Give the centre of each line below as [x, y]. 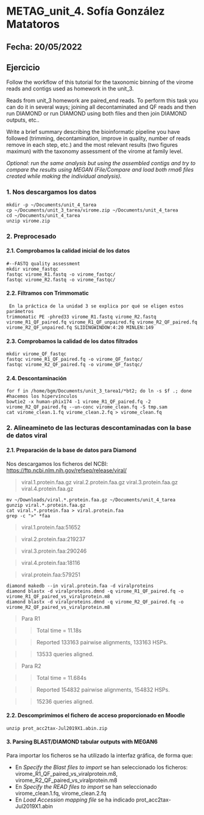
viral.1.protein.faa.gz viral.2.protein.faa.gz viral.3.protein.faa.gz [100, 482]
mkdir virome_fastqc [33, 269]
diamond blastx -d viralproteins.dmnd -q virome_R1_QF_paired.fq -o [95, 591]
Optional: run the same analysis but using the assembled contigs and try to [101, 163]
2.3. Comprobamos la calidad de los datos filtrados [72, 341]
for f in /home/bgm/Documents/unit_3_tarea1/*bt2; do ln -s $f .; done [99, 391]
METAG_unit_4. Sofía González [86, 11]
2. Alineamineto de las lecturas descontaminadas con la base [99, 428]
